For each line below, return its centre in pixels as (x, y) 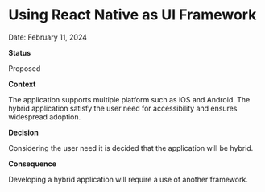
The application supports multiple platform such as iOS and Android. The (129, 99)
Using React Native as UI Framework (132, 15)
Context (22, 84)
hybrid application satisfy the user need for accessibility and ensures (123, 108)
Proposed (25, 68)
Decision (23, 132)
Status (20, 52)
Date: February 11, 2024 (48, 37)
